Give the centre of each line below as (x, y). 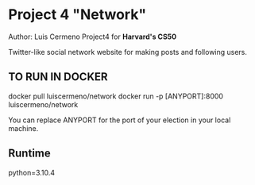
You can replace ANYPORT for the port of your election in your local (120, 120)
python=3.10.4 (32, 172)
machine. (23, 128)
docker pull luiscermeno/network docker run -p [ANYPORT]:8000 (116, 96)
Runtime (29, 154)
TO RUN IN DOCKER (58, 77)
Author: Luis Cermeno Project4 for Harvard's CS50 (93, 37)
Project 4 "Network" (77, 15)
